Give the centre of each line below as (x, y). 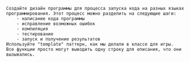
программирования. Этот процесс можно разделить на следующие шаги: (91, 13)
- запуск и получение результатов (58, 39)
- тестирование (35, 34)
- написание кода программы (51, 19)
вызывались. (20, 54)
